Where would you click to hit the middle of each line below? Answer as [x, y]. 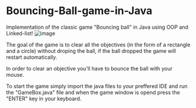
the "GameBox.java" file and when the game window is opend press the [93, 92]
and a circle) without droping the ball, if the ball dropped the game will [91, 50]
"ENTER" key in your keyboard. [44, 99]
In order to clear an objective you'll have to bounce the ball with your [89, 68]
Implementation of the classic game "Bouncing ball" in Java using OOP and [97, 27]
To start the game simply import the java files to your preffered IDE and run [97, 86]
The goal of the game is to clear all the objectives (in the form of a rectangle [98, 45]
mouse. [15, 75]
